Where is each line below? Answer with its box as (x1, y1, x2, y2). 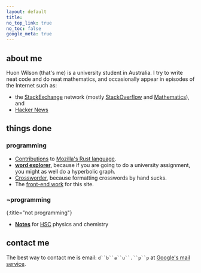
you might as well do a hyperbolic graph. (14, 168, 115, 175)
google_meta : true (6, 31, 52, 37)
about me (6, 53, 42, 63)
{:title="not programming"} (6, 209, 73, 216)
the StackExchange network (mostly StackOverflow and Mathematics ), (14, 93, 190, 101)
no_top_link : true (6, 20, 52, 26)
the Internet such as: (6, 81, 57, 89)
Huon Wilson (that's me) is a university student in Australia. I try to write (6, 69, 184, 76)
